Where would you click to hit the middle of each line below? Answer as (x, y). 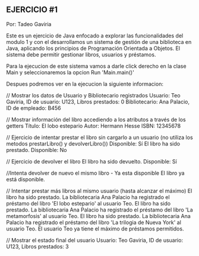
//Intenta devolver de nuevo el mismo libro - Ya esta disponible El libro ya (96, 173)
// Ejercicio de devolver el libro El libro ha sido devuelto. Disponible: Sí (91, 161)
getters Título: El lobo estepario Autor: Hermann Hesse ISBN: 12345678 (94, 126)
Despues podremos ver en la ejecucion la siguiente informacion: (85, 84)
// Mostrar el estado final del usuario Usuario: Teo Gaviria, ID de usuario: (94, 240)
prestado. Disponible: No (37, 150)
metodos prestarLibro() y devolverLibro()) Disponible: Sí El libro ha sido (93, 143)
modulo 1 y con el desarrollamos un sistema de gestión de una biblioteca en (99, 42)
